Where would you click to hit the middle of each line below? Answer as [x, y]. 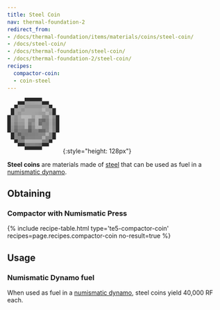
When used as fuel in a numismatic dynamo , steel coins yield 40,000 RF [110, 293]
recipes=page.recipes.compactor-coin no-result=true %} [89, 236]
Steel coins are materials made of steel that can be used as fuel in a [105, 164]
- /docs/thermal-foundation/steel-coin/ [67, 51]
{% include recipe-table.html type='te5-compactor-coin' [88, 229]
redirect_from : [29, 29]
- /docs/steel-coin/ [37, 44]
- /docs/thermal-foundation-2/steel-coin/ [69, 59]
